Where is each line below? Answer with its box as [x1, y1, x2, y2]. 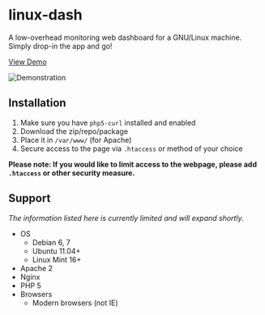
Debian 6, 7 [32, 237, 71, 247]
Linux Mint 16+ [32, 254, 82, 265]
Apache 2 [19, 263, 53, 273]
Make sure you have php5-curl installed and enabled [19, 118, 196, 127]
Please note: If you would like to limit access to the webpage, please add [8, 159, 258, 169]
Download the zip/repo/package [19, 126, 128, 136]
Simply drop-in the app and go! [8, 41, 113, 50]
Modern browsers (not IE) [32, 298, 118, 308]
